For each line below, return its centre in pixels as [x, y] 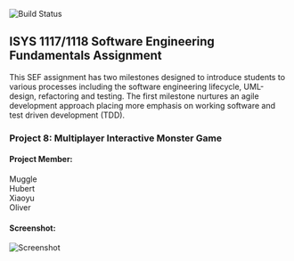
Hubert [22, 188]
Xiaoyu [22, 198]
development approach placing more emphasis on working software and [143, 105]
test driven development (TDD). [67, 115]
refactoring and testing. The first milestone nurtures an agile [149, 96]
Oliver [20, 207]
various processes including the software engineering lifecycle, [126, 86]
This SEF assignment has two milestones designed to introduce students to [147, 77]
